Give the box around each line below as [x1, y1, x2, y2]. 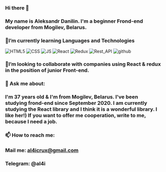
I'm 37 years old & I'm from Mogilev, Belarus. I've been [5, 93, 138, 100]
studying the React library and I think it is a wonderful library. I [5, 106, 157, 113]
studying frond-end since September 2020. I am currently [5, 99, 147, 106]
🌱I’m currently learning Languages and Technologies [5, 37, 135, 44]
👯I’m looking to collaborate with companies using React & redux [5, 61, 161, 68]
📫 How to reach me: [5, 131, 55, 138]
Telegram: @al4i [5, 160, 46, 167]
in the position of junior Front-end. [5, 67, 89, 74]
